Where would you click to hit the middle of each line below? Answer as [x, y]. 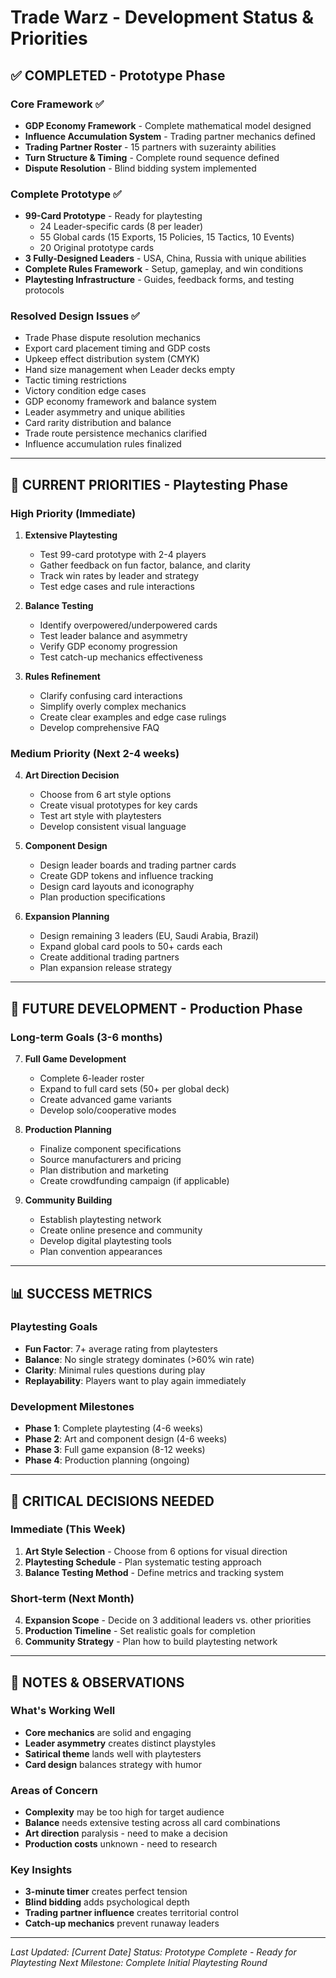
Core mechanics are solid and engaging [108, 1732]
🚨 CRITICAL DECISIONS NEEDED [112, 1501]
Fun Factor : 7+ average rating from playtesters [121, 1348]
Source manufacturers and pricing [110, 1160]
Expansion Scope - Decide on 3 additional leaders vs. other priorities [168, 1620]
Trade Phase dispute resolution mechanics [113, 338]
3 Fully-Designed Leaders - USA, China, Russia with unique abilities [165, 258]
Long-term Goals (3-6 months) [86, 1037]
